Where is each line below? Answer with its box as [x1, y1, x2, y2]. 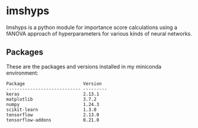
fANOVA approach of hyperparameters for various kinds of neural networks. [6, 30, 193, 37]
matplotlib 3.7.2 [6, 96, 97, 102]
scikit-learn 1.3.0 [6, 107, 97, 113]
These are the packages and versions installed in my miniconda [6, 63, 162, 70]
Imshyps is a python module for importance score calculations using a [6, 24, 178, 31]
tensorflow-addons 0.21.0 [6, 117, 100, 123]
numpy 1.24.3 [6, 101, 100, 107]
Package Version [6, 81, 102, 87]
